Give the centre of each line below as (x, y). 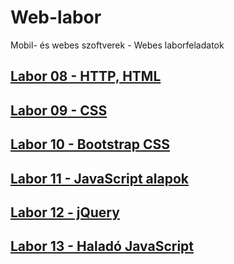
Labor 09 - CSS (59, 110)
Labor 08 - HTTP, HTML (86, 76)
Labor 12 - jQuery (65, 212)
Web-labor (56, 17)
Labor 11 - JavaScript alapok (99, 178)
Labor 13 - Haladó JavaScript (102, 246)
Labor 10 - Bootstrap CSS (90, 144)
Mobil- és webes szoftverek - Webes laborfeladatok (117, 45)
